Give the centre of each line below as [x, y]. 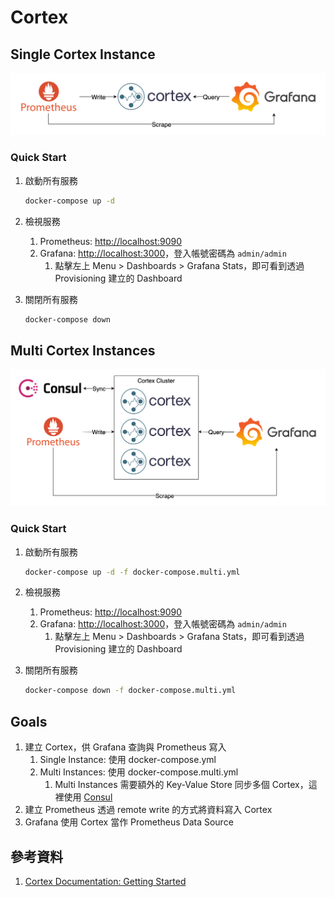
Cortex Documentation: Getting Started [105, 881]
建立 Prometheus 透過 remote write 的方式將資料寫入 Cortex [148, 810]
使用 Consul [88, 797]
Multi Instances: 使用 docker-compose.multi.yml [139, 772]
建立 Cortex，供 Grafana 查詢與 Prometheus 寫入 [125, 747]
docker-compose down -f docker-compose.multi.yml [130, 691]
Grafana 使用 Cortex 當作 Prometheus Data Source [129, 822]
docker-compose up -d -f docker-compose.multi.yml [132, 572]
